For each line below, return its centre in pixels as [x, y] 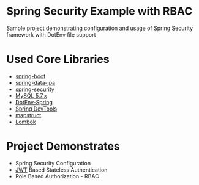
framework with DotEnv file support [51, 34]
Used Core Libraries [58, 60]
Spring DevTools [36, 109]
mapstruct [28, 115]
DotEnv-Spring [34, 102]
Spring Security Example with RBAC [99, 11]
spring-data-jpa [35, 82]
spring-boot [30, 76]
